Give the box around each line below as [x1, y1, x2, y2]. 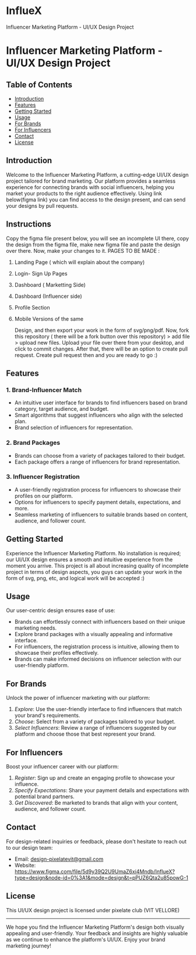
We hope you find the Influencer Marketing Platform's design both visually [6, 923, 185, 930]
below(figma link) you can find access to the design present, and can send [6, 196, 185, 203]
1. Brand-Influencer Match [6, 386, 82, 394]
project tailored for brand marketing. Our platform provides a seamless [6, 177, 176, 184]
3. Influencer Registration [6, 473, 80, 481]
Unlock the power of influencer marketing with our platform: [6, 695, 150, 702]
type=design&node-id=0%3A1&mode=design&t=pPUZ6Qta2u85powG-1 [14, 874, 188, 881]
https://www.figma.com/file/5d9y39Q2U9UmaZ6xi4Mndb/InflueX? [14, 868, 175, 875]
